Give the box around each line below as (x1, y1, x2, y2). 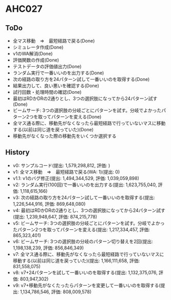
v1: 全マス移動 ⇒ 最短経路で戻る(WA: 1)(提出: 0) (12, 169, 120, 175)
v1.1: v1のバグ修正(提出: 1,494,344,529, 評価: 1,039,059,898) (12, 175, 140, 181)
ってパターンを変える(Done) (42, 114, 102, 119)
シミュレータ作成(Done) (12, 44, 64, 50)
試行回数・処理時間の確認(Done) (12, 89, 82, 95)
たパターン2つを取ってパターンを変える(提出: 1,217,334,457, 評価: (12, 226, 150, 232)
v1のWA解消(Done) (12, 51, 53, 56)
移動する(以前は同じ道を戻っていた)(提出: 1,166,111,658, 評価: (12, 257, 140, 264)
